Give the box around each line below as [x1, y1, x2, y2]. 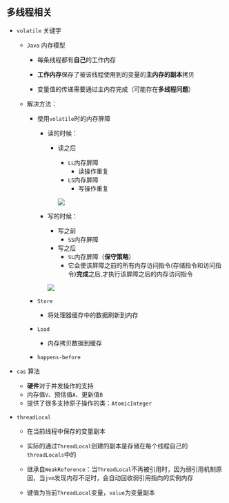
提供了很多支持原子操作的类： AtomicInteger [26, 399, 152, 407]
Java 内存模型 [26, 41, 66, 49]
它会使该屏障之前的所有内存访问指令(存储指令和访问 [68, 261, 215, 269]
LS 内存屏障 [68, 175, 99, 184]
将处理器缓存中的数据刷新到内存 [47, 310, 139, 319]
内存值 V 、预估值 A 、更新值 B [26, 390, 103, 399]
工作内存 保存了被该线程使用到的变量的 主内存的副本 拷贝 [37, 70, 195, 78]
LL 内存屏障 [68, 158, 99, 167]
